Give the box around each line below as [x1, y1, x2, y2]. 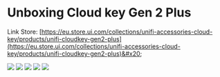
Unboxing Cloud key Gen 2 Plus [7, 5, 192, 21]
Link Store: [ [7, 27, 42, 36]
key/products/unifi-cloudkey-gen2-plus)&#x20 [7, 49, 140, 58]
